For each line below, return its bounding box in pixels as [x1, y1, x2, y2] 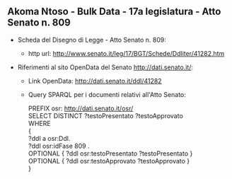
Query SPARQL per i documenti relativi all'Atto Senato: [28, 90, 186, 98]
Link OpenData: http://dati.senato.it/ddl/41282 [28, 76, 162, 85]
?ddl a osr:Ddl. [28, 134, 71, 142]
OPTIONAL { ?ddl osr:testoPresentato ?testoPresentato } [28, 149, 193, 158]
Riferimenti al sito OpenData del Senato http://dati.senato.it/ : [17, 63, 193, 71]
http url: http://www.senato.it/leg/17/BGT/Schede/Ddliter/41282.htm [28, 49, 225, 57]
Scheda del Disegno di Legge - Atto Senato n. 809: [17, 35, 166, 44]
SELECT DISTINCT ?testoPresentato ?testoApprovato [28, 111, 184, 120]
